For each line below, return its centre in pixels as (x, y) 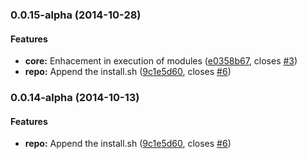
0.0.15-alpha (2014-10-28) (76, 15)
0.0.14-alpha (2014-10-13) (75, 98)
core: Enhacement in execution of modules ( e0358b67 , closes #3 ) (161, 61)
